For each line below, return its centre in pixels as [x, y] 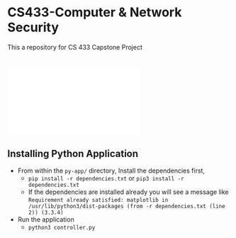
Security [33, 27]
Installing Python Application [73, 153]
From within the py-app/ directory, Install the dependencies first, [111, 171]
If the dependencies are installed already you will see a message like [128, 192]
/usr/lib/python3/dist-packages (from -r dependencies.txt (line [127, 206]
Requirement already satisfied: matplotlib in [98, 200]
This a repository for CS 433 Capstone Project [75, 47]
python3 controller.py [62, 227]
